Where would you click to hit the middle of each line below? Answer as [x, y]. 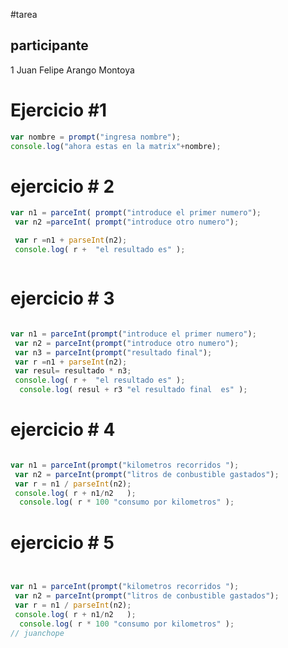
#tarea [24, 14]
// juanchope [37, 633]
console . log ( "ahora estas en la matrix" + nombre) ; [116, 146]
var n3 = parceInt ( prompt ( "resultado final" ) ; [113, 352]
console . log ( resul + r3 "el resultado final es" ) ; [133, 390]
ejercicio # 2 [62, 186]
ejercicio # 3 [62, 298]
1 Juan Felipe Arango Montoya [72, 70]
